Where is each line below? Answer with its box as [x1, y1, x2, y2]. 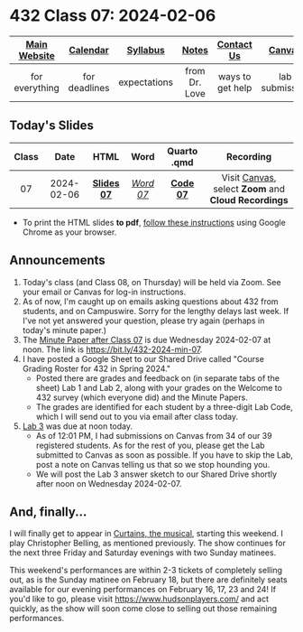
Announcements [9, 253, 106, 268]
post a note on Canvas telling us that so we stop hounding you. [35, 459, 271, 469]
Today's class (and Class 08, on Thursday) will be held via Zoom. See [22, 276, 281, 287]
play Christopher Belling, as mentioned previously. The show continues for [9, 538, 286, 549]
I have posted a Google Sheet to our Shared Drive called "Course [22, 353, 264, 364]
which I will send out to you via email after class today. [35, 411, 239, 422]
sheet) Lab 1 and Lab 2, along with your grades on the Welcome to [35, 382, 282, 393]
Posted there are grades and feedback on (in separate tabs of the [35, 372, 280, 384]
